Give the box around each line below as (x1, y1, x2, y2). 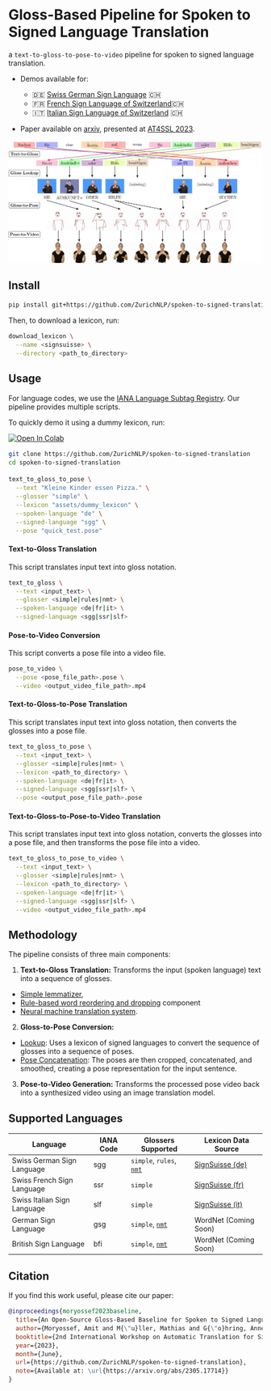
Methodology (8, 928, 78, 941)
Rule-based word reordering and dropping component (19, 998, 201, 1008)
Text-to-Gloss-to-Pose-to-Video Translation (8, 811, 161, 821)
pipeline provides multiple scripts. (8, 402, 121, 412)
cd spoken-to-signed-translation (8, 459, 121, 467)
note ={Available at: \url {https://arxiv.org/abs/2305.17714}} (15, 1367, 229, 1376)
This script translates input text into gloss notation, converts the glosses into (8, 829, 262, 839)
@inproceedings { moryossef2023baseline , (8, 1308, 143, 1316)
